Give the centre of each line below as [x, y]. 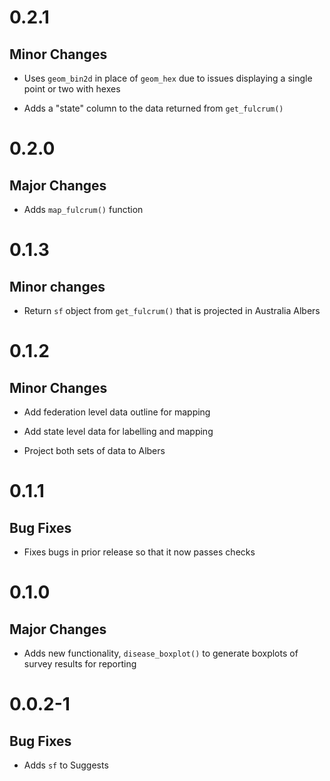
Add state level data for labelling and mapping [118, 431]
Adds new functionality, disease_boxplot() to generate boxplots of [161, 653]
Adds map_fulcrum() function [83, 209]
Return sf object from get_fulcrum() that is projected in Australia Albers [172, 310]
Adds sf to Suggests [66, 765]
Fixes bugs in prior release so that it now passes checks [139, 552]
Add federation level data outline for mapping [117, 412]
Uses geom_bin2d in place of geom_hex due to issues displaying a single [168, 78]
